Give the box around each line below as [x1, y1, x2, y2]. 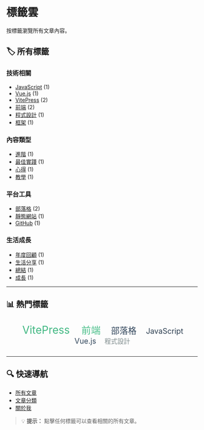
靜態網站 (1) [15, 213, 44, 220]
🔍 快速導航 [6, 369, 49, 379]
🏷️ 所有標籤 [6, 46, 50, 57]
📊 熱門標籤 [6, 299, 49, 309]
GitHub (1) [15, 220, 41, 227]
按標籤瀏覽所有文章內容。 [6, 27, 70, 34]
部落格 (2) [15, 205, 41, 212]
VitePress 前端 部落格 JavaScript [22, 323, 184, 337]
